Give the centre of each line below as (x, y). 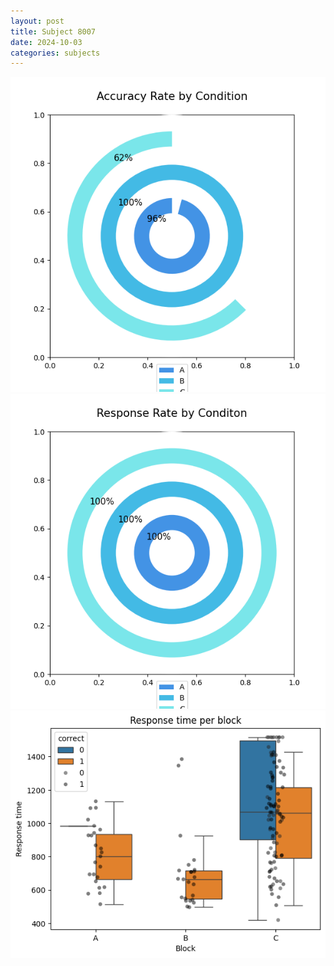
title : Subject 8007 (53, 31)
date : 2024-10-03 (46, 42)
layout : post (37, 21)
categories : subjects (55, 53)
